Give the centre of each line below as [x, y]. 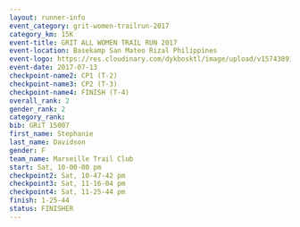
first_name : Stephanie [51, 134]
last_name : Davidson [48, 142]
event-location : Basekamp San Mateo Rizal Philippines [113, 51]
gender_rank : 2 [37, 109]
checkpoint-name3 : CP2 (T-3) [63, 84]
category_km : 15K [42, 34]
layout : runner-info [48, 17]
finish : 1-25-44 [39, 201]
